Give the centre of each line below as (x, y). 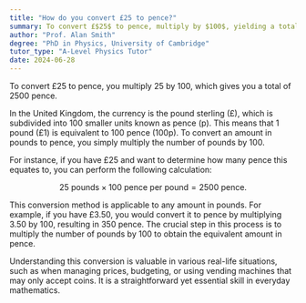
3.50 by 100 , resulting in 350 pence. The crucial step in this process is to (146, 224)
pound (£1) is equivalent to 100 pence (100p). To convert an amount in (141, 132)
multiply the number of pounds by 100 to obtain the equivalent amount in (146, 234)
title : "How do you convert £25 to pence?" (93, 18)
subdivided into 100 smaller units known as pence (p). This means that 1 (144, 123)
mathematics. (35, 290)
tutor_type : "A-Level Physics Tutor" (81, 52)
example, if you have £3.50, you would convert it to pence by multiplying (146, 214)
